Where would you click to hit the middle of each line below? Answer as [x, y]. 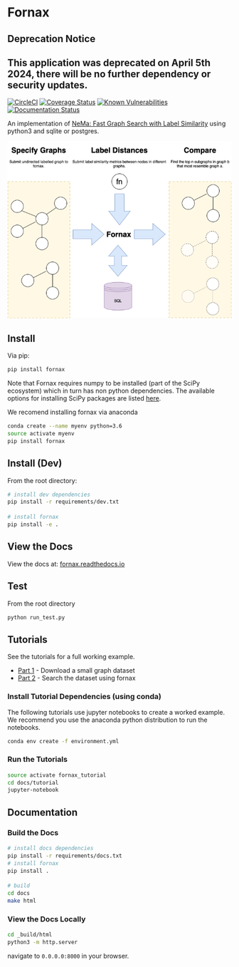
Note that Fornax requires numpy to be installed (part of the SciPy [104, 383]
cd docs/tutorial [33, 782]
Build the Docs [33, 832]
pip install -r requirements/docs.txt [65, 856]
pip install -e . [33, 524]
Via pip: [18, 356]
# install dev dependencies [49, 495]
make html [22, 901]
